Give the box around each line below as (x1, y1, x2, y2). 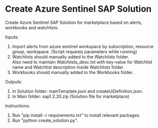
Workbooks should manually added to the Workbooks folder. (12, 69, 134, 75)
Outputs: (5, 79, 23, 85)
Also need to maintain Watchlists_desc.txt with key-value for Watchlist (12, 59, 153, 65)
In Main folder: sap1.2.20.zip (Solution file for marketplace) (12, 93, 130, 99)
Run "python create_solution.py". (12, 117, 78, 123)
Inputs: (5, 34, 19, 40)
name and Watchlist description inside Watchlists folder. (12, 64, 124, 70)
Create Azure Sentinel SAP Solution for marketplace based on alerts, (5, 19, 142, 25)
